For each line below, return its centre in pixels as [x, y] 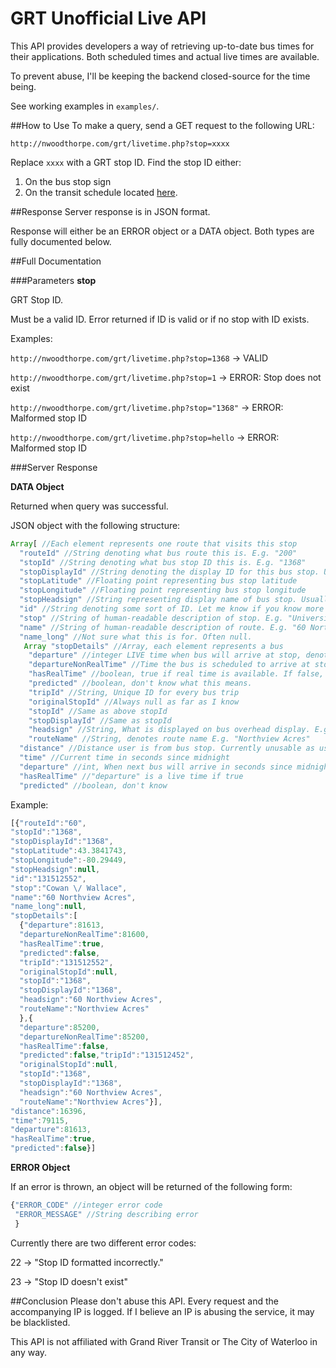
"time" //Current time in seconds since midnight [124, 758]
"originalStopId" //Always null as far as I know [134, 702]
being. [23, 86]
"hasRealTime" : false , [64, 1046]
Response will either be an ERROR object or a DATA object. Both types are [162, 231]
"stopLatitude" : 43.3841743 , [69, 851]
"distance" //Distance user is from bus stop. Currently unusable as [167, 748]
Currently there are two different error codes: [103, 1243]
